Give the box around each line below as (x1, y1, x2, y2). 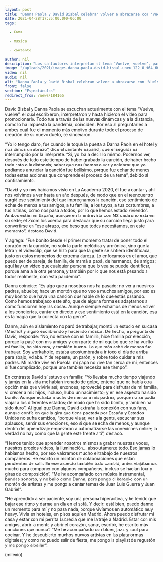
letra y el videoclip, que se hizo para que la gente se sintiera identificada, (5, 248, 151, 254)
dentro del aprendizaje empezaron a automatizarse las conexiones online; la (5, 426, 157, 431)
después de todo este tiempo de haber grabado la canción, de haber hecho (5, 157, 156, 163)
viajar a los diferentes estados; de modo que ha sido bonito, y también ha (5, 400, 152, 406)
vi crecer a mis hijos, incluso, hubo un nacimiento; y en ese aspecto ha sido (5, 389, 156, 396)
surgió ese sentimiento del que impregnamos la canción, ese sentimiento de (5, 197, 157, 203)
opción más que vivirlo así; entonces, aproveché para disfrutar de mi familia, (5, 384, 158, 390)
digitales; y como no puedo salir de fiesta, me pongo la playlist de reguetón (5, 537, 156, 543)
